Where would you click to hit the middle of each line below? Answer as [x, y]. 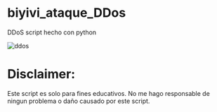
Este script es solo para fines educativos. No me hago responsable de [109, 93]
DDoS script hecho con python [52, 32]
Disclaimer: [41, 74]
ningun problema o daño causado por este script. [79, 101]
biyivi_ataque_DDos [67, 13]
